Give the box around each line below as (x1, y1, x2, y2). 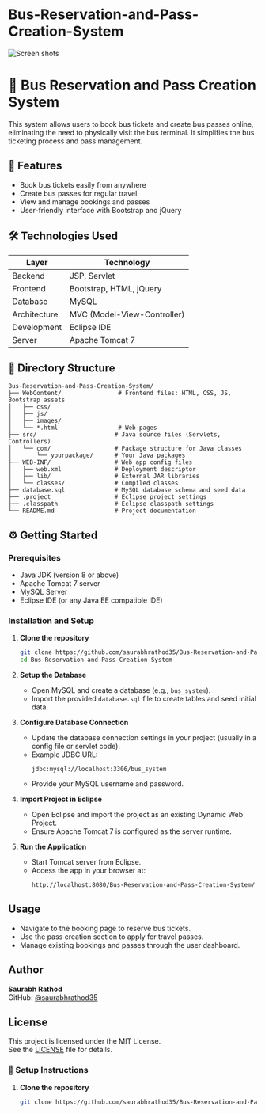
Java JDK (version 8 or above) (19, 570, 119, 580)
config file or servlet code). (31, 742, 121, 751)
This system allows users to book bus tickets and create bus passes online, (8, 119, 255, 128)
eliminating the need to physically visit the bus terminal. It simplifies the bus (8, 127, 255, 137)
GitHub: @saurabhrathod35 (8, 992, 98, 1002)
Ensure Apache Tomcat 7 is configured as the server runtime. (31, 827, 232, 836)
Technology (104, 257, 150, 268)
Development (12, 321, 62, 333)
